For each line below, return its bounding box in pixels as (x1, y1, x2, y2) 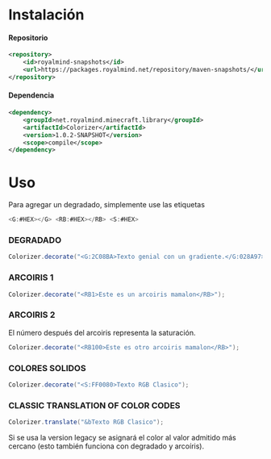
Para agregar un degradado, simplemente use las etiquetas (8, 200, 206, 210)
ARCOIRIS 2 (8, 309, 56, 320)
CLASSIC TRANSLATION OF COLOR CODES (8, 399, 181, 411)
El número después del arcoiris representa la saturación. (8, 328, 196, 337)
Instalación (8, 6, 85, 24)
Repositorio (8, 32, 48, 42)
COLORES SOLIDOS (8, 362, 86, 373)
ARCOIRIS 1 (8, 272, 54, 283)
